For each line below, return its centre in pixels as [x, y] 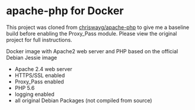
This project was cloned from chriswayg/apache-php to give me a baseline [98, 27]
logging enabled [34, 94]
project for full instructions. [39, 40]
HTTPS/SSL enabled [40, 75]
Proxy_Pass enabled [39, 82]
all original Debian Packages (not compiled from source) [83, 100]
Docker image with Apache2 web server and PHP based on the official [92, 51]
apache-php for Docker [65, 11]
